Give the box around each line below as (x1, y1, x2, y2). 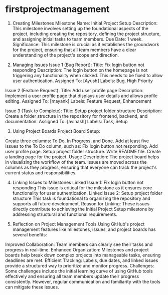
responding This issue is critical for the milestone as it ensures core (12, 184, 152, 191)
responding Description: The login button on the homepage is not (12, 67, 148, 73)
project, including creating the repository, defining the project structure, (12, 31, 161, 37)
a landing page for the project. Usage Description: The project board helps (5, 154, 159, 160)
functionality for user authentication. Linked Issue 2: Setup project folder (12, 190, 163, 196)
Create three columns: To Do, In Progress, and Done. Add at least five (5, 138, 149, 144)
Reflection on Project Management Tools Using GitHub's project (12, 221, 145, 227)
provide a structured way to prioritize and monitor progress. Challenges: (5, 262, 154, 268)
